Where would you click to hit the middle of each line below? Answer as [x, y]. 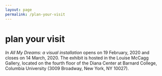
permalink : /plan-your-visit [35, 14]
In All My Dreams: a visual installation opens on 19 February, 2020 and [77, 53]
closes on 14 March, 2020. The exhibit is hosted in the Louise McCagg [77, 58]
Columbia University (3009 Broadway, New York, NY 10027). [67, 69]
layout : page [19, 10]
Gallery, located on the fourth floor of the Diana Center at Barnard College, [81, 63]
